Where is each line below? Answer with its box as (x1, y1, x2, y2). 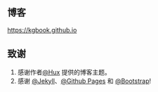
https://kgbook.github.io (7, 25, 77, 34)
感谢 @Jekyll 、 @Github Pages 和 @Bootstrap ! (17, 77, 152, 85)
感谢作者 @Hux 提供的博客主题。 (17, 67, 111, 76)
